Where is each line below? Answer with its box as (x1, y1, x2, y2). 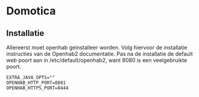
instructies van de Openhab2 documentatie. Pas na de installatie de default (6, 50, 193, 57)
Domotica (6, 4, 56, 18)
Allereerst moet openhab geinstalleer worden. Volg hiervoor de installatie (6, 44, 188, 51)
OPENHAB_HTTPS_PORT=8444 (6, 85, 69, 91)
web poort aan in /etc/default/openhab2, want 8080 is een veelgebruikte (6, 57, 188, 63)
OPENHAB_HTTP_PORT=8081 (6, 80, 66, 86)
